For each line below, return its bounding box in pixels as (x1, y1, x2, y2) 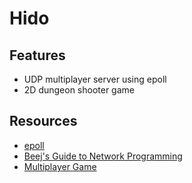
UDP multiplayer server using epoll (23, 73, 167, 85)
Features (9, 47, 66, 64)
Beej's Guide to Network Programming (23, 150, 183, 162)
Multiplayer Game (23, 160, 97, 172)
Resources (9, 113, 78, 130)
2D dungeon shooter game (23, 84, 135, 96)
